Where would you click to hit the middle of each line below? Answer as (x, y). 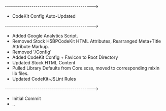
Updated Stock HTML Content (44, 63)
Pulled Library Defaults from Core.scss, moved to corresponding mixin (86, 68)
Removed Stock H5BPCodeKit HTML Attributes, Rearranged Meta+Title (86, 41)
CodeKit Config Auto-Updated (44, 16)
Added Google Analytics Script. (45, 36)
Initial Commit (26, 98)
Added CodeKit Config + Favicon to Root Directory (65, 57)
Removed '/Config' (32, 52)
